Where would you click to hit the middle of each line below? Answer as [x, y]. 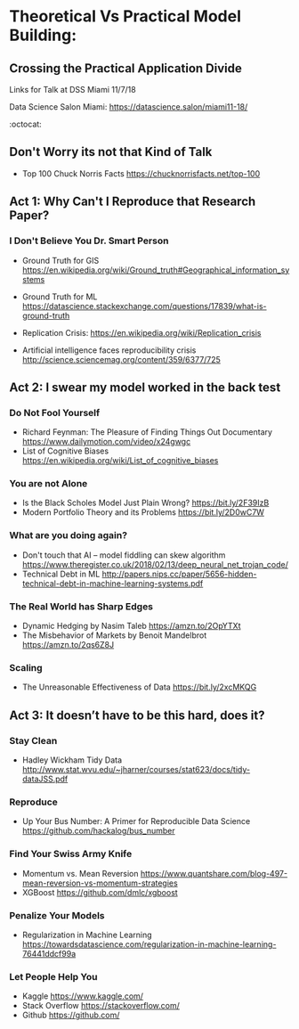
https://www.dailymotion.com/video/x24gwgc [106, 442]
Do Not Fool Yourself [55, 412]
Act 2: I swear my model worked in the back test [145, 387]
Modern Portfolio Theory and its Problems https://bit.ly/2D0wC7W [143, 512]
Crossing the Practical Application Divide [125, 68]
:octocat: [25, 124]
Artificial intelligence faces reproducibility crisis [109, 350]
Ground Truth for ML [60, 297]
